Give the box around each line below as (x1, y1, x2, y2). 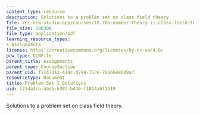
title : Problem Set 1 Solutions (6, 81, 86, 87)
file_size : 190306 (6, 25, 52, 31)
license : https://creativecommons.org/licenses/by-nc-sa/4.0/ (6, 47, 164, 53)
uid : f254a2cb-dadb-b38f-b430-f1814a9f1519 (6, 86, 116, 92)
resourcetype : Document (6, 75, 65, 81)
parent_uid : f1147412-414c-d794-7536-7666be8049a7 (6, 69, 135, 75)
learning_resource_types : (6, 36, 70, 42)
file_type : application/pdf (6, 31, 76, 37)
